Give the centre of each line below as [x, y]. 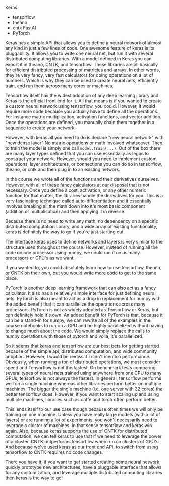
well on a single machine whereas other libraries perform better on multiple [83, 383]
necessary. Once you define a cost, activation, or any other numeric [76, 190]
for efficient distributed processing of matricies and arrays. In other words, [83, 70]
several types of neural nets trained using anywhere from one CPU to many [83, 373]
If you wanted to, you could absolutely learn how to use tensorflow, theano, [83, 267]
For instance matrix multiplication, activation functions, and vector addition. [83, 117]
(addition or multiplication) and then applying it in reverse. [65, 211]
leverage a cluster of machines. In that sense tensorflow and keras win [79, 425]
